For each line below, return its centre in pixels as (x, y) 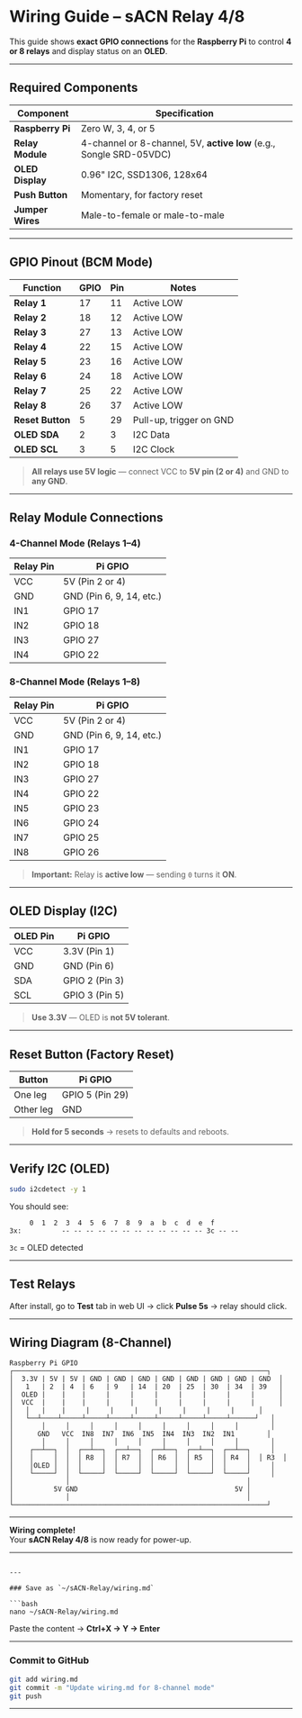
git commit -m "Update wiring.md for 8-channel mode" (112, 1687)
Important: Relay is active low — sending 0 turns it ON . (134, 874)
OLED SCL (36, 449)
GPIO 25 (81, 837)
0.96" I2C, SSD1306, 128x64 (144, 175)
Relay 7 (30, 391)
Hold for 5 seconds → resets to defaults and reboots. (130, 1132)
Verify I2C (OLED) (60, 1168)
